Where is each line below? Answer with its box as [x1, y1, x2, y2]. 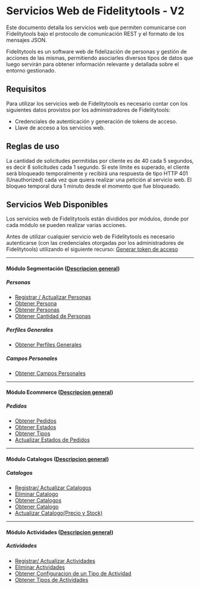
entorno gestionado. [6, 67, 56, 74]
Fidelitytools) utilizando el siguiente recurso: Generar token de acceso [6, 245, 179, 253]
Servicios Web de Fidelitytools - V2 [6, 4, 185, 18]
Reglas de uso [6, 141, 60, 152]
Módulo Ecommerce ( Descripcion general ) [6, 389, 114, 396]
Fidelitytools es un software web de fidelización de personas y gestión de [6, 48, 187, 55]
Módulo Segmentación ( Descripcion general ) [6, 264, 120, 272]
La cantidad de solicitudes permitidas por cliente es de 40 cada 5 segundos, [6, 157, 194, 164]
